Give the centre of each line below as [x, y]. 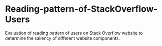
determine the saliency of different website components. [63, 38]
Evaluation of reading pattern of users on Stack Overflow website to [74, 33]
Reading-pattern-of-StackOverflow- [81, 9]
